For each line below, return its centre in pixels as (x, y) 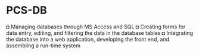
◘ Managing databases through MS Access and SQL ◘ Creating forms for (96, 27)
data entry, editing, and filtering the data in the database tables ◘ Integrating (100, 33)
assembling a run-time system (43, 46)
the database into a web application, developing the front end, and (88, 39)
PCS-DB (27, 10)
